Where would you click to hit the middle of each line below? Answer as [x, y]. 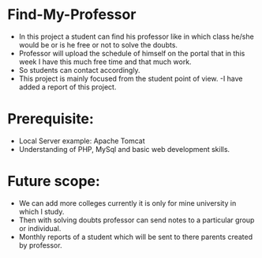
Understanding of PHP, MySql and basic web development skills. [124, 149]
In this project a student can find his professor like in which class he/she [136, 36]
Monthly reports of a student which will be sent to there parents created [136, 237]
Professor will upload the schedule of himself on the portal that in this [132, 53]
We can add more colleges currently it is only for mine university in [127, 203]
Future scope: [54, 182]
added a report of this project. [67, 87]
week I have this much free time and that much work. [105, 62]
